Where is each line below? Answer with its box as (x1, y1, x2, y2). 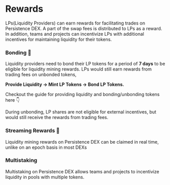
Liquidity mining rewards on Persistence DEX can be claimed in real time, (5, 138, 159, 145)
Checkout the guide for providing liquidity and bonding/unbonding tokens (5, 91, 160, 98)
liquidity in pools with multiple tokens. (5, 174, 85, 180)
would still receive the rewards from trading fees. (5, 114, 109, 121)
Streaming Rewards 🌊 (5, 127, 60, 134)
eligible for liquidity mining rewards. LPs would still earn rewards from (5, 66, 152, 72)
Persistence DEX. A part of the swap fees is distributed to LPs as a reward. (5, 25, 162, 31)
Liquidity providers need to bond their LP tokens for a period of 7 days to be (5, 61, 165, 67)
